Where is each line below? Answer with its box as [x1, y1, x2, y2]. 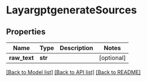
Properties [6, 27, 46, 37]
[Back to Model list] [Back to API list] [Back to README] [6, 69, 141, 76]
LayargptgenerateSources [6, 3, 137, 17]
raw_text [9, 54, 34, 62]
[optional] [99, 54, 126, 62]
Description [59, 44, 93, 52]
